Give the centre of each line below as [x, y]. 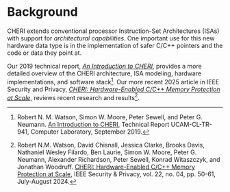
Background [42, 12]
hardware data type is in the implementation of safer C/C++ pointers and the [115, 45]
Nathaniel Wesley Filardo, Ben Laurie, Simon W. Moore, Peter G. [107, 152]
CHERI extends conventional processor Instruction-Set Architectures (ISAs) [113, 31]
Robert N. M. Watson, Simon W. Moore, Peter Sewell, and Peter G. [110, 117]
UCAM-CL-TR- [191, 125]
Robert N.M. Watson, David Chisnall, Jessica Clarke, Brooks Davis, [111, 145]
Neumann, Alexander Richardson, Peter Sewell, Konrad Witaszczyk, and [118, 160]
